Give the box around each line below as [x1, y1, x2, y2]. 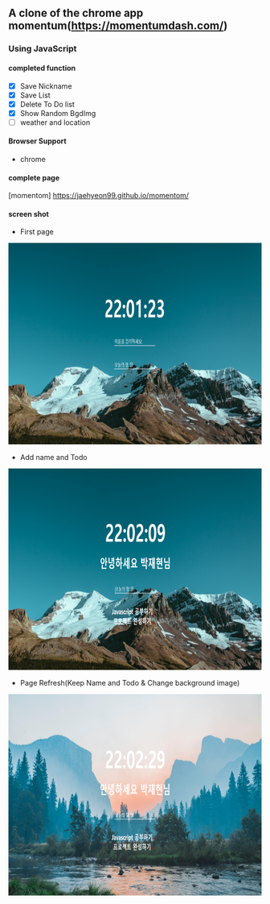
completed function [8, 63, 76, 73]
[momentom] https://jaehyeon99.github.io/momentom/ [8, 191, 190, 201]
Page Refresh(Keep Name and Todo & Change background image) [19, 678, 240, 688]
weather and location [19, 117, 91, 127]
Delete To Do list [19, 99, 75, 109]
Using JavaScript [8, 44, 77, 55]
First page [19, 227, 54, 237]
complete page [8, 172, 60, 182]
